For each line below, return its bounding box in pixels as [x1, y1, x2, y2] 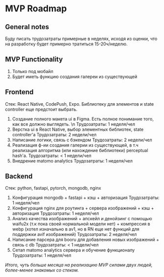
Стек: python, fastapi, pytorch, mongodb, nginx [5, 185, 102, 191]
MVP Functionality [5, 55, 63, 64]
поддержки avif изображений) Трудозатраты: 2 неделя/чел [12, 232, 137, 237]
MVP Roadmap [5, 3, 67, 14]
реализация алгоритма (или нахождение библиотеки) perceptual [12, 147, 148, 153]
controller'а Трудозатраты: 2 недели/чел [12, 131, 97, 137]
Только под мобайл [12, 68, 54, 74]
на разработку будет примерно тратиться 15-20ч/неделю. [5, 41, 128, 47]
